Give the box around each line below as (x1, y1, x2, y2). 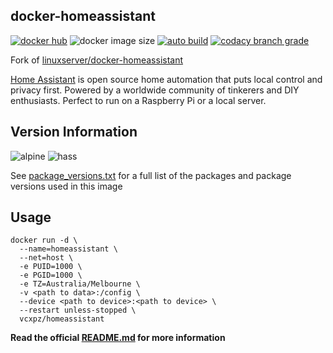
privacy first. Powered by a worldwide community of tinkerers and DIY (10, 84, 300, 96)
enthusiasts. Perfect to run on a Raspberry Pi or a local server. (10, 94, 267, 106)
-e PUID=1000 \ (19, 262, 83, 272)
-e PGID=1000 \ (19, 270, 83, 281)
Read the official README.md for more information (10, 332, 226, 344)
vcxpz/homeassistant (19, 314, 105, 324)
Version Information (10, 124, 138, 141)
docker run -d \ (10, 235, 78, 246)
